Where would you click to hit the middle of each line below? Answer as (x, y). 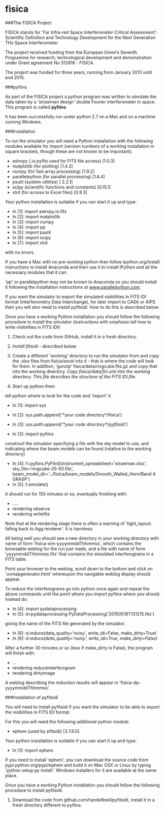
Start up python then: (34, 386)
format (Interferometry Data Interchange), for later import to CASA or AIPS (80, 302)
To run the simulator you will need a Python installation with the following (79, 141)
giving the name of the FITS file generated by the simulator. (65, 623)
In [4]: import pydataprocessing (44, 609)
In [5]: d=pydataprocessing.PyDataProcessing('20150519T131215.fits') (83, 614)
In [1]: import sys (29, 405)
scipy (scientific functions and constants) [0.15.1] (62, 187)
